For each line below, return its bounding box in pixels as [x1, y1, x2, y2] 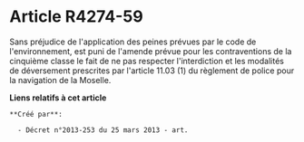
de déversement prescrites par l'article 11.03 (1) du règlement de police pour [9, 65, 295, 76]
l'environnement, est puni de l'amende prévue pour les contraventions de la [9, 45, 292, 56]
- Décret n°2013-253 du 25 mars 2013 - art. [17, 125, 189, 135]
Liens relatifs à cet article [9, 92, 107, 103]
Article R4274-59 [9, 6, 143, 27]
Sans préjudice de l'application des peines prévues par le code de [9, 36, 257, 47]
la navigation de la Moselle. [9, 74, 112, 85]
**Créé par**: [9, 109, 64, 118]
